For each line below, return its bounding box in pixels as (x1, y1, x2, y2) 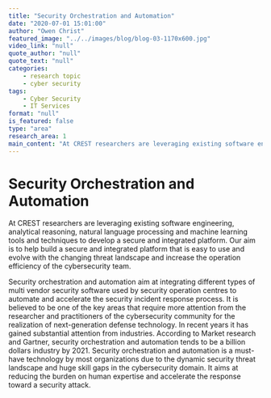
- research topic (23, 72, 81, 80)
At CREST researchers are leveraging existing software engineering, (8, 218, 235, 228)
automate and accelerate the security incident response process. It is (8, 294, 239, 304)
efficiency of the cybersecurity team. (8, 261, 131, 271)
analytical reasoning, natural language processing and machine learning (8, 227, 248, 237)
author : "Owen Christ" (8, 27, 85, 35)
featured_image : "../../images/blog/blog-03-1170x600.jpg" (8, 34, 211, 43)
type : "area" (8, 125, 52, 133)
